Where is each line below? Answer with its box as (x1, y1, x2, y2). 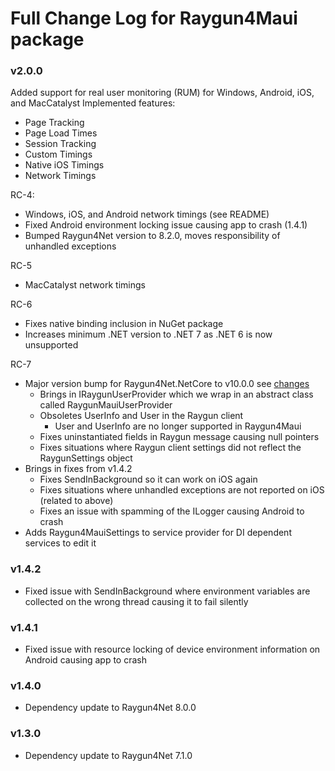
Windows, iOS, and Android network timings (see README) (24, 208, 270, 221)
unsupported (24, 339, 79, 351)
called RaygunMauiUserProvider (39, 399, 173, 411)
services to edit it (24, 537, 97, 549)
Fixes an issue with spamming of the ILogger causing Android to (39, 505, 305, 517)
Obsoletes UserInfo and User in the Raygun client (39, 410, 244, 422)
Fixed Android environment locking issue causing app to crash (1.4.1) (24, 219, 308, 231)
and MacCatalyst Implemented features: (10, 97, 176, 109)
